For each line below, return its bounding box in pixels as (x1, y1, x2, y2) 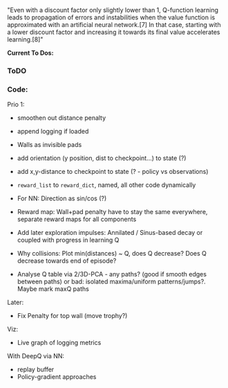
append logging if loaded (17, 127, 89, 136)
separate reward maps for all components (17, 215, 137, 224)
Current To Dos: (7, 48, 54, 57)
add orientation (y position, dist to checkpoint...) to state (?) (17, 154, 187, 162)
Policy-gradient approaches (17, 373, 97, 381)
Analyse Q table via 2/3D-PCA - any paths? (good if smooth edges (17, 270, 207, 279)
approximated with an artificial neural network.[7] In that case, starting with (7, 21, 221, 28)
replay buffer (17, 365, 55, 373)
